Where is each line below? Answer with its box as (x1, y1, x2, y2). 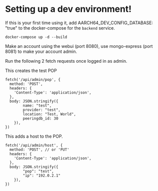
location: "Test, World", (23, 112, 77, 116)
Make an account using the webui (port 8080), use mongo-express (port (5, 43, 153, 49)
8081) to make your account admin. (5, 48, 78, 54)
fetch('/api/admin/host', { (5, 143, 63, 148)
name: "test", (23, 103, 52, 108)
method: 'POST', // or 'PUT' (9, 147, 70, 152)
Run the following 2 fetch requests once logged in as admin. (5, 58, 127, 64)
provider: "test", (23, 107, 61, 112)
